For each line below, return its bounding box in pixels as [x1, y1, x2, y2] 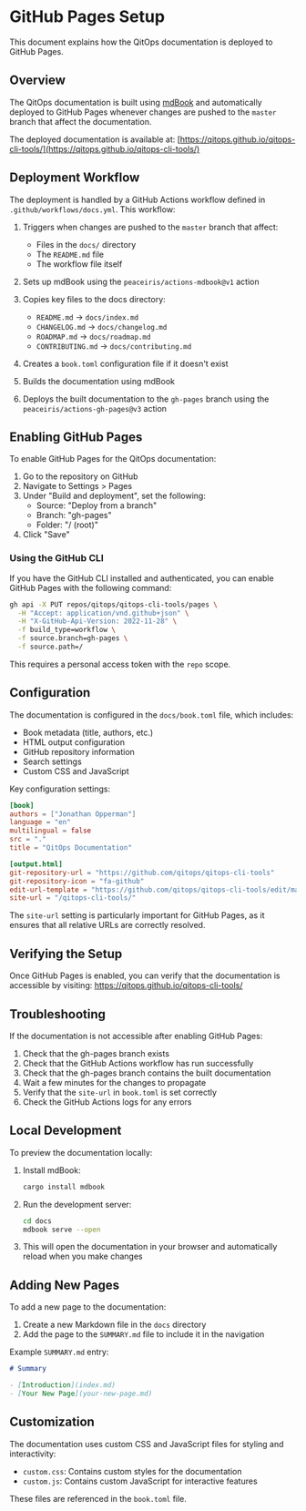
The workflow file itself [36, 258, 123, 270]
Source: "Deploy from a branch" [36, 500, 158, 511]
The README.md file [36, 249, 105, 260]
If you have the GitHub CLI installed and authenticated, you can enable [9, 572, 275, 584]
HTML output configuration [22, 736, 126, 748]
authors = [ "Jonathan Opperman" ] [9, 809, 137, 819]
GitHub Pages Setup [9, 6, 166, 27]
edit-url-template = [9, 885, 88, 894]
